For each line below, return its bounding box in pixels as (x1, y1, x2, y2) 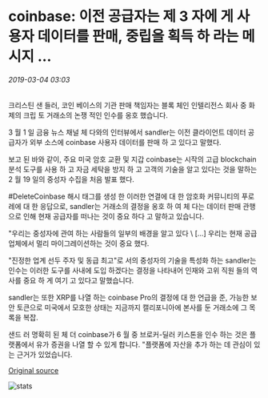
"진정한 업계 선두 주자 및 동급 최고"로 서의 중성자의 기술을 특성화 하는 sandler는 (8, 255, 257, 265)
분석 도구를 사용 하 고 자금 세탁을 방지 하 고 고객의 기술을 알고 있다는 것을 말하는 (8, 165, 258, 175)
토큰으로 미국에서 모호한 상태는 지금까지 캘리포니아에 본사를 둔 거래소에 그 (16, 303, 248, 312)
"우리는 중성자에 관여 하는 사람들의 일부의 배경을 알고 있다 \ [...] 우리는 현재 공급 (8, 229, 258, 239)
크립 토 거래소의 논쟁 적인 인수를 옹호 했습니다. (22, 111, 168, 120)
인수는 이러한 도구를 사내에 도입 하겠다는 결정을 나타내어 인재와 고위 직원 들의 (8, 266, 250, 275)
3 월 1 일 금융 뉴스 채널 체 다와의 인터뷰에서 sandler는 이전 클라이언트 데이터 (8, 127, 246, 137)
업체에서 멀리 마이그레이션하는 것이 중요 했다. (8, 239, 150, 248)
